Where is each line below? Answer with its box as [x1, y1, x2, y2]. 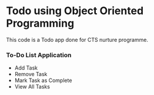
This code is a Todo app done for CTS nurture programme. [6, 36, 149, 43]
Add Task [14, 64, 38, 71]
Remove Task [14, 71, 48, 78]
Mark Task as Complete [14, 77, 72, 84]
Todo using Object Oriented [6, 4, 144, 18]
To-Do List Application [6, 51, 72, 59]
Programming [6, 17, 75, 30]
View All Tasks [14, 83, 50, 90]
